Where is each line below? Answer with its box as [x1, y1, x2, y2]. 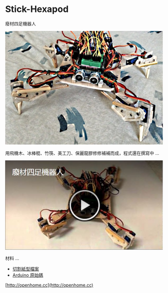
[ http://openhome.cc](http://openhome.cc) [5, 282, 93, 288]
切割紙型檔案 [12, 266, 39, 272]
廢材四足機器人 [5, 20, 36, 26]
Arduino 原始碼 [12, 272, 43, 278]
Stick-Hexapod [5, 3, 69, 15]
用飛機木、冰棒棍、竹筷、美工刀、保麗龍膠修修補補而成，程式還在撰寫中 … [5, 150, 159, 156]
